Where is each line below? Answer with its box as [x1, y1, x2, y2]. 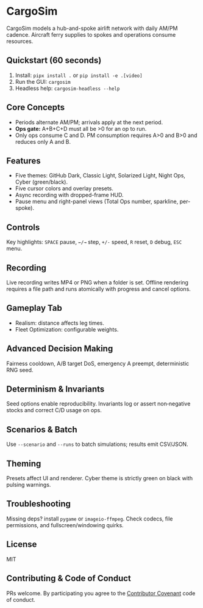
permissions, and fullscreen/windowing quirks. [6, 521, 124, 528]
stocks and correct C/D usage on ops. [6, 407, 102, 414]
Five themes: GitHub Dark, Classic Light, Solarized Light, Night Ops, [15, 172, 186, 179]
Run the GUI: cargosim [15, 78, 71, 85]
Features [6, 155, 41, 166]
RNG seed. [6, 366, 34, 374]
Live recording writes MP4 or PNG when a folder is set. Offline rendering [6, 279, 189, 286]
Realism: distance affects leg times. [15, 319, 105, 327]
